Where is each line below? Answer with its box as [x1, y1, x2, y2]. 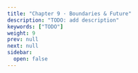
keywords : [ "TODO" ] [7, 23, 64, 30]
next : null [7, 42, 39, 49]
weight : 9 [7, 29, 36, 37]
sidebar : [7, 49, 33, 56]
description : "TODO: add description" [7, 17, 119, 24]
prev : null [7, 36, 39, 43]
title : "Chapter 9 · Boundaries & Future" [7, 10, 132, 17]
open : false [13, 56, 49, 63]
